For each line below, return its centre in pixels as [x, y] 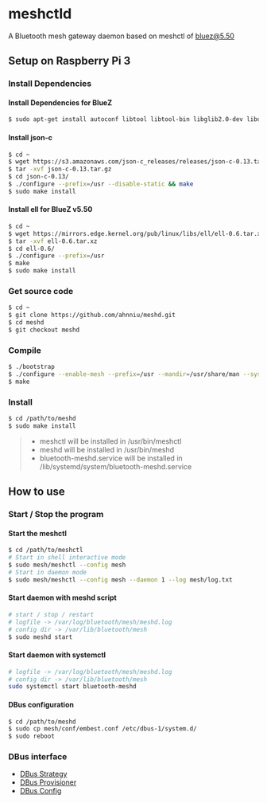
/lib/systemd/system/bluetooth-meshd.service [116, 466]
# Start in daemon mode [48, 573]
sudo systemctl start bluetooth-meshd [72, 687]
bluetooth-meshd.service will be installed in [111, 458]
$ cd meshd [26, 323]
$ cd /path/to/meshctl [46, 550]
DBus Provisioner [48, 782]
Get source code [41, 292]
